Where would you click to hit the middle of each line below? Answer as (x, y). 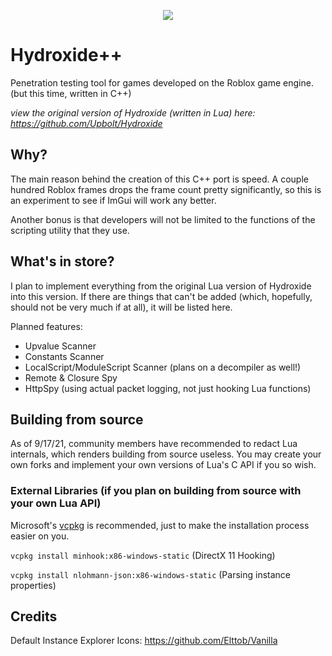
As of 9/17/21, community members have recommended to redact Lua (154, 444)
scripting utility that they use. (70, 230)
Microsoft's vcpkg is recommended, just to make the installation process (160, 525)
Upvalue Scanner (60, 346)
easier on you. (40, 536)
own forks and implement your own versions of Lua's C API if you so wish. (163, 465)
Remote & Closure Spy (71, 377)
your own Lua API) (56, 503)
